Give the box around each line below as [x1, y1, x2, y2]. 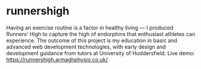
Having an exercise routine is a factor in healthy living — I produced [6, 24, 174, 31]
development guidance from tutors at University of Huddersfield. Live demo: [6, 49, 195, 56]
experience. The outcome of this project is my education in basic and [6, 37, 178, 44]
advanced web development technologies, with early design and [6, 43, 166, 50]
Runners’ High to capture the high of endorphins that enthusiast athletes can [6, 30, 196, 37]
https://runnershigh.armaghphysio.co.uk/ [6, 56, 108, 63]
